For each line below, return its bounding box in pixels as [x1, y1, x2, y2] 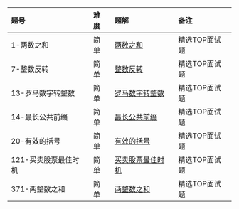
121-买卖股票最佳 [11, 155, 73, 164]
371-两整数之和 [11, 184, 65, 194]
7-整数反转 [11, 64, 49, 74]
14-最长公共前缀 [11, 112, 68, 122]
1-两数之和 [11, 41, 49, 50]
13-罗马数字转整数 [11, 88, 75, 98]
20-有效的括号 [11, 136, 61, 146]
